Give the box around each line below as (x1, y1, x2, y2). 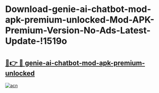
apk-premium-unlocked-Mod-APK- (5, 14, 155, 25)
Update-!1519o (5, 35, 67, 47)
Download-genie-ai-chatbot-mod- (5, 3, 152, 15)
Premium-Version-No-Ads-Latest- (5, 25, 151, 36)
